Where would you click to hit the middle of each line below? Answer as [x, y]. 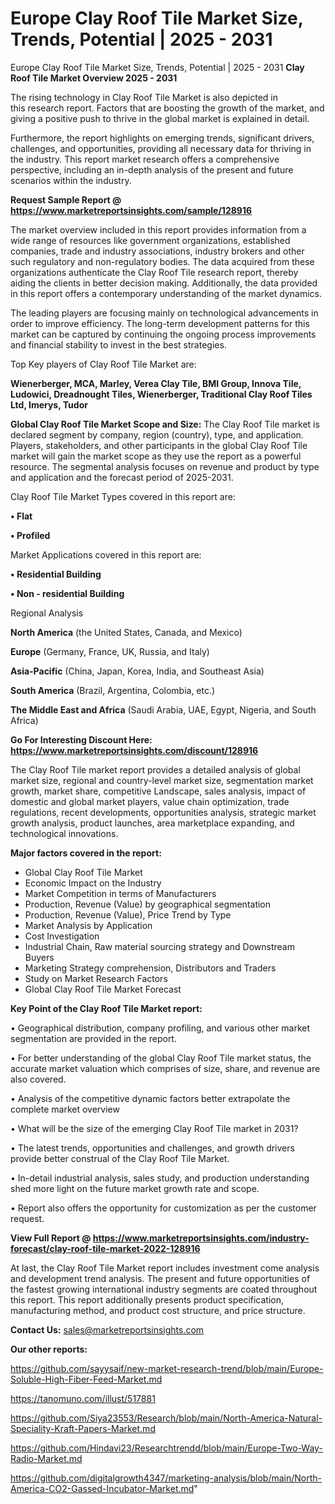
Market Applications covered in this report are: [106, 554]
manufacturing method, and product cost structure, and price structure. [158, 1310]
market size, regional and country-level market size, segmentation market [162, 780]
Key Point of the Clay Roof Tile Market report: [106, 1008]
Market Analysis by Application [88, 925]
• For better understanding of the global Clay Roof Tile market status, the [161, 1058]
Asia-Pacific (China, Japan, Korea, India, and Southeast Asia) [137, 671]
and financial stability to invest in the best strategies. [118, 344]
